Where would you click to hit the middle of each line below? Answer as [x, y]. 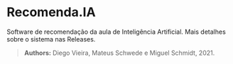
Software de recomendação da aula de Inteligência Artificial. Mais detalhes [116, 32]
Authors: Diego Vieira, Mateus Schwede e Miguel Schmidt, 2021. [119, 53]
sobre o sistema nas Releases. [51, 39]
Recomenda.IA [52, 12]
